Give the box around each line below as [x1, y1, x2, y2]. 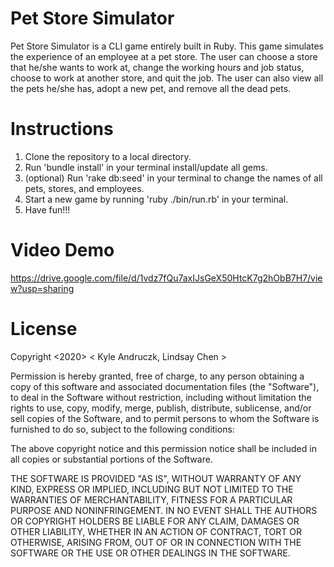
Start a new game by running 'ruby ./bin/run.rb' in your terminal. [24, 193, 289, 205]
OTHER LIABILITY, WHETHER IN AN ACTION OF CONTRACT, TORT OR [10, 525, 302, 537]
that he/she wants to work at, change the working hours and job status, [10, 61, 305, 73]
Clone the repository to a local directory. [24, 150, 192, 162]
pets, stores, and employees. [24, 182, 145, 194]
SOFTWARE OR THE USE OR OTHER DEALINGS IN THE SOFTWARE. [10, 547, 291, 559]
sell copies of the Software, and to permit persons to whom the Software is [10, 412, 320, 424]
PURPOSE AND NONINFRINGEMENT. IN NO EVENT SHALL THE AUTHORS [10, 504, 318, 516]
